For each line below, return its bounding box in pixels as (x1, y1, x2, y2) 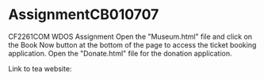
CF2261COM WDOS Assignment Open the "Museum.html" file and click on (8, 32, 252, 41)
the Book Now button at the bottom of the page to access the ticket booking (8, 40, 257, 49)
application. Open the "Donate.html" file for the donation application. (8, 48, 232, 58)
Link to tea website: (8, 63, 72, 73)
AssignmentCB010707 (8, 6, 159, 24)
